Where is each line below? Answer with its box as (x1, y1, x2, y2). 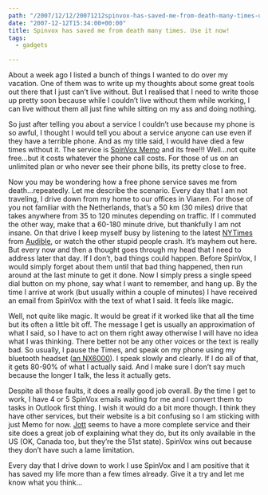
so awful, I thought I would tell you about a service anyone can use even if (8, 128, 252, 138)
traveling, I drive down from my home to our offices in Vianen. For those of (8, 194, 254, 204)
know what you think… (8, 477, 83, 487)
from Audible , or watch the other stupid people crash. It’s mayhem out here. (8, 237, 258, 246)
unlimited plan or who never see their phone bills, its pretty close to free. (8, 162, 246, 171)
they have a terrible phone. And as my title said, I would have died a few (8, 136, 245, 146)
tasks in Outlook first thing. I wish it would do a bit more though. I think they (8, 403, 257, 413)
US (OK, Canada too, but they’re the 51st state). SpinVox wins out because (8, 437, 253, 446)
